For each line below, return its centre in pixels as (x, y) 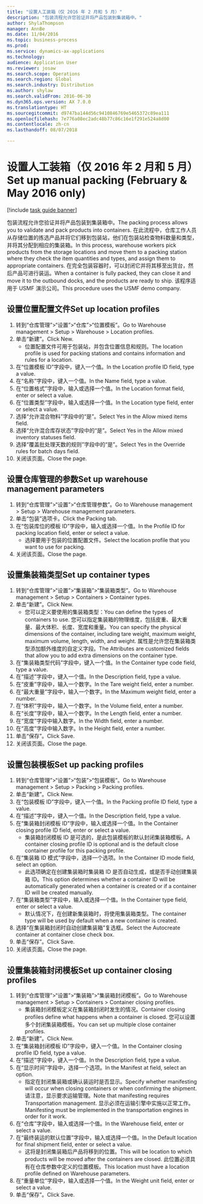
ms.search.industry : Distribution (50, 85)
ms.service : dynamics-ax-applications (56, 51)
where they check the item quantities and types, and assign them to (91, 258)
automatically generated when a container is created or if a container (111, 886)
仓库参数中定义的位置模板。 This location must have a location (112, 1166)
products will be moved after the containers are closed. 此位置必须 (107, 1159)
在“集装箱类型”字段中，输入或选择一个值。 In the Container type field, (101, 900)
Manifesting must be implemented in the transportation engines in (107, 1110)
